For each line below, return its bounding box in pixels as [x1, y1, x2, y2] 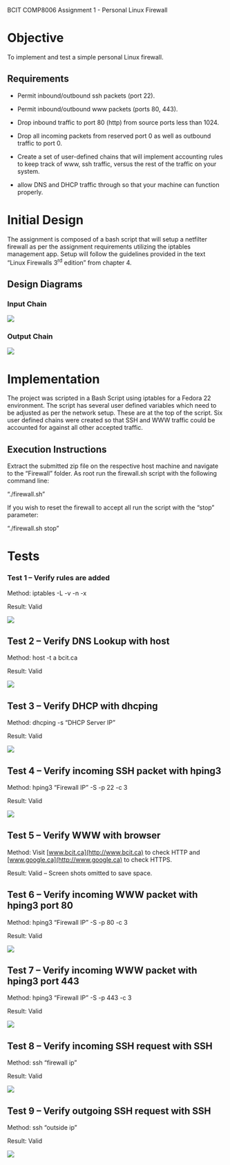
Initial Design [7, 212, 84, 228]
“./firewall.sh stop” [7, 524, 59, 532]
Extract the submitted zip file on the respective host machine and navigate [7, 462, 219, 470]
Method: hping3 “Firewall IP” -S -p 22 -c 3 [7, 784, 128, 791]
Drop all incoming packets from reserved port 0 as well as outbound [17, 132, 211, 140]
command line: [7, 477, 50, 485]
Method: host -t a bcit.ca [7, 653, 78, 662]
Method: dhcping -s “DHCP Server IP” [7, 719, 116, 727]
